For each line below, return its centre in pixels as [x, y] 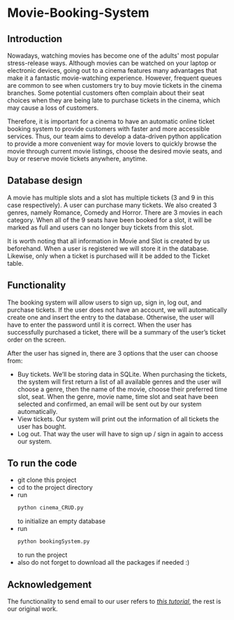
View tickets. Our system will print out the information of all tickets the [118, 419]
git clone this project [47, 480]
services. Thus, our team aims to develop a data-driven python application [115, 136]
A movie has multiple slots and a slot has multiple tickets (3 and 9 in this [111, 197]
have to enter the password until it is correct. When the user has [100, 325]
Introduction [35, 39]
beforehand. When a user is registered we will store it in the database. [108, 248]
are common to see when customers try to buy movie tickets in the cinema [115, 85]
